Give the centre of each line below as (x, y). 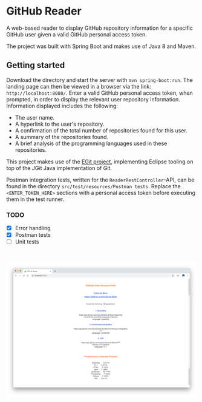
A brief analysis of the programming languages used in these (91, 143)
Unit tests (27, 242)
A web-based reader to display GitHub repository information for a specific (100, 28)
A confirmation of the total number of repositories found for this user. (101, 130)
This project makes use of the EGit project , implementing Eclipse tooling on (100, 162)
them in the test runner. (35, 199)
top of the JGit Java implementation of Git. (59, 168)
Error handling (33, 228)
